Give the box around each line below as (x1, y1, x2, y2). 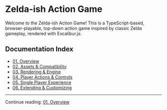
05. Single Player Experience (12, 79, 72, 85)
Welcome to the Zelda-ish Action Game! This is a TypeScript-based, (5, 20, 145, 26)
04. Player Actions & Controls (12, 74, 73, 80)
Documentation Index (5, 45, 74, 53)
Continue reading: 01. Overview (5, 99, 70, 105)
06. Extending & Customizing (12, 85, 72, 91)
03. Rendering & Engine (12, 69, 61, 75)
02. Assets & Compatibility (12, 63, 67, 69)
